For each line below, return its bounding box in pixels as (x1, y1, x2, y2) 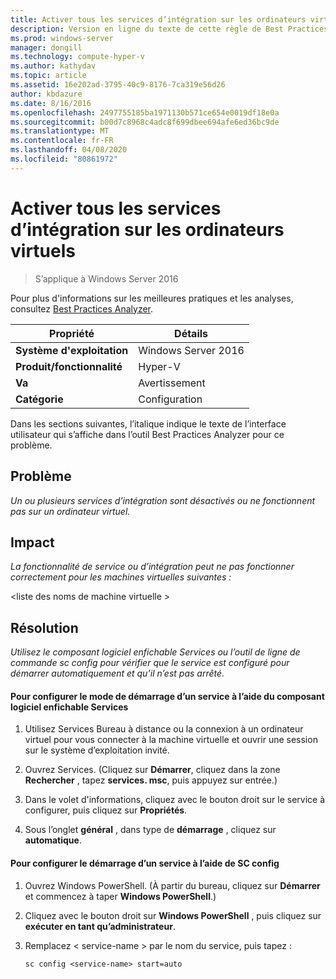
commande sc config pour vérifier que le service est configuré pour (10, 657, 290, 669)
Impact (10, 534, 55, 551)
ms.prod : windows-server (10, 33, 114, 43)
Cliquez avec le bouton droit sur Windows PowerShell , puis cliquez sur (24, 909, 322, 921)
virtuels (10, 239, 76, 262)
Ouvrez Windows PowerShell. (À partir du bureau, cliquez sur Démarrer (24, 879, 321, 891)
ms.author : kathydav (10, 61, 97, 71)
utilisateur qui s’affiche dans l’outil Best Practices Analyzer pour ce (10, 428, 285, 440)
